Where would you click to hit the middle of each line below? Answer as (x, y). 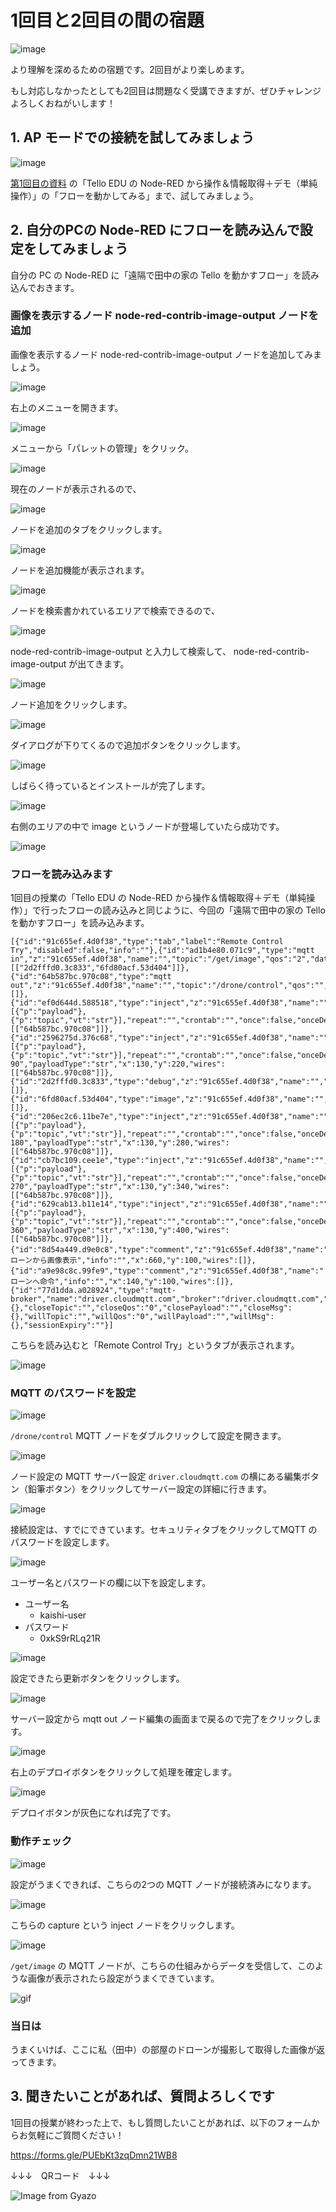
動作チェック (41, 1841)
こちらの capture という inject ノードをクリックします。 (125, 1925)
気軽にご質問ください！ (76, 2135)
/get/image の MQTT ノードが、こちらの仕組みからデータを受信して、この (163, 1965)
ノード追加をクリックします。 (71, 704)
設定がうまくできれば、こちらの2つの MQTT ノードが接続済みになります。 (163, 1884)
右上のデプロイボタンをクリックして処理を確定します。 (124, 1772)
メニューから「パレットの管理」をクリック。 (102, 448)
